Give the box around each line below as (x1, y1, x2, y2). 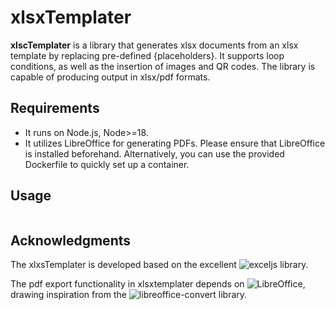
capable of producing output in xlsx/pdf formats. (10, 71, 211, 83)
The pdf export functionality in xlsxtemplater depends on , (10, 278, 306, 290)
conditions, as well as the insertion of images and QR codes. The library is (10, 60, 316, 72)
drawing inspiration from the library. (10, 289, 248, 301)
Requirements (10, 100, 100, 117)
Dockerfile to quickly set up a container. (24, 158, 190, 170)
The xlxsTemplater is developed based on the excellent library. (10, 259, 309, 271)
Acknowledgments (10, 232, 132, 249)
